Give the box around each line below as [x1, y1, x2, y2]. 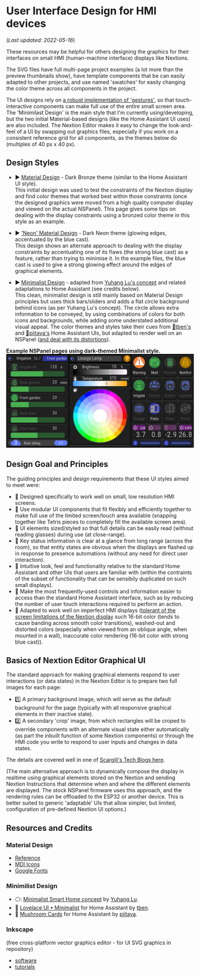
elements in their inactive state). [14, 711, 93, 718]
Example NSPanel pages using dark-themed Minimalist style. [6, 347, 161, 354]
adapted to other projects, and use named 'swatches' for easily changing [6, 79, 186, 86]
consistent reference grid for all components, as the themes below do [6, 134, 177, 141]
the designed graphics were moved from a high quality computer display [14, 199, 193, 206]
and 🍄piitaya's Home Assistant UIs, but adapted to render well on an [14, 329, 183, 337]
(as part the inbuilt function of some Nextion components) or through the [14, 732, 194, 739]
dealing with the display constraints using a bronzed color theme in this [14, 211, 190, 218]
